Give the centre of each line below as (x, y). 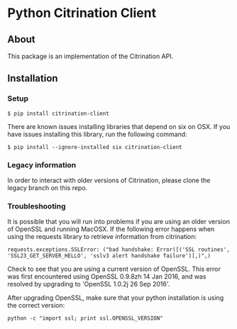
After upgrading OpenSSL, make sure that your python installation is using (116, 298)
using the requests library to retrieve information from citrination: (102, 237)
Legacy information (42, 164)
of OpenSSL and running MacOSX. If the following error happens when (111, 229)
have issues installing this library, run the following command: (97, 134)
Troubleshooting (37, 206)
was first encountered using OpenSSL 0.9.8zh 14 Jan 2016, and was (107, 277)
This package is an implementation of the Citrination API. (90, 56)
